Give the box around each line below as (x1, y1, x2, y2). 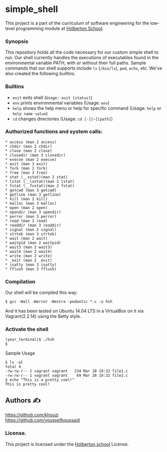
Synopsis (5, 38, 28, 45)
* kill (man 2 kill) (5, 196, 48, 201)
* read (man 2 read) (5, 218, 48, 223)
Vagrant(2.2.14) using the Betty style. (5, 313, 81, 319)
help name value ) (12, 110, 48, 116)
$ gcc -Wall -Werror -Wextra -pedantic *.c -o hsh (5, 299, 113, 304)
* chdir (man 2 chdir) (5, 144, 52, 149)
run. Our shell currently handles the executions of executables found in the (5, 55, 159, 61)
